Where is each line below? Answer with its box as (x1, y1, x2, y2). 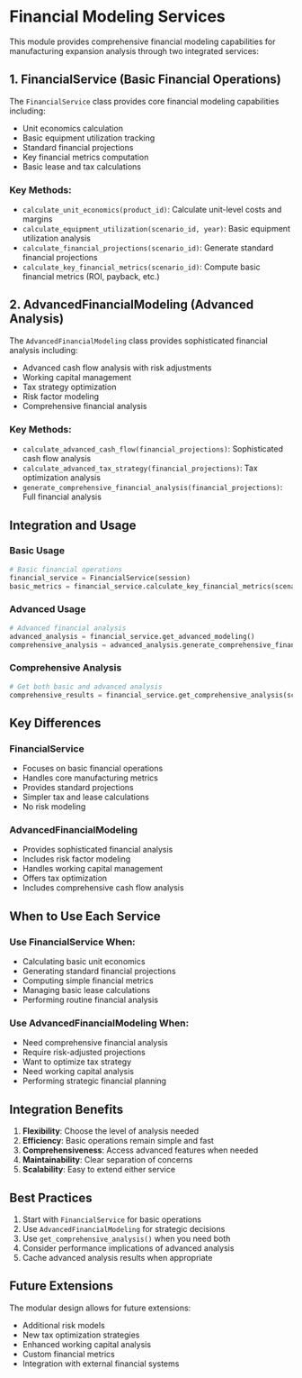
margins (22, 214, 53, 224)
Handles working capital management (22, 863, 164, 874)
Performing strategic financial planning (22, 1075, 167, 1087)
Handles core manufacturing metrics (22, 772, 159, 783)
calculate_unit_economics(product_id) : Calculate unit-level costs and (22, 205, 282, 215)
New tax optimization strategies (22, 1329, 140, 1340)
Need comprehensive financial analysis (22, 1037, 168, 1048)
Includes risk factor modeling (22, 853, 131, 864)
